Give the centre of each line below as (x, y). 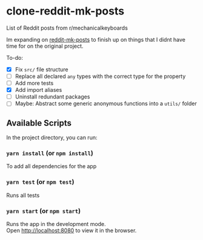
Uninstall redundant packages (52, 97)
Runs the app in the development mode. (56, 224)
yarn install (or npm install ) (50, 154)
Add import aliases (38, 90)
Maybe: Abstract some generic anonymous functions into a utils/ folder (106, 103)
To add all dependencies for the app (52, 166)
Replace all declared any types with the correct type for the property (100, 76)
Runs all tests (23, 195)
